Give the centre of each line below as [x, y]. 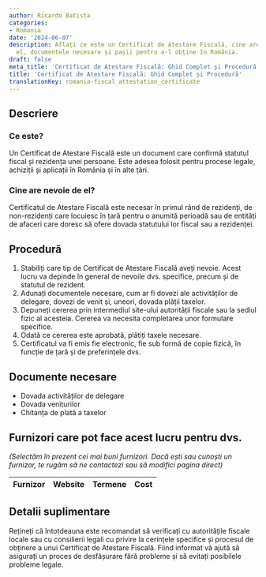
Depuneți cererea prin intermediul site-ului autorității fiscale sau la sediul [139, 310]
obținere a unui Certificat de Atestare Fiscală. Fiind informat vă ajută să [124, 547]
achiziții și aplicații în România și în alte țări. [79, 170]
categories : [28, 23]
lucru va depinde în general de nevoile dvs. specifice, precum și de [129, 276]
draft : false [30, 60]
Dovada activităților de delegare [72, 396]
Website [69, 484]
